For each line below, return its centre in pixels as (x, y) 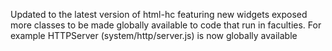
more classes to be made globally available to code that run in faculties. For (166, 25)
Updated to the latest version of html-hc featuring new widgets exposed (159, 14)
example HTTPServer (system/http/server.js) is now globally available (154, 35)
